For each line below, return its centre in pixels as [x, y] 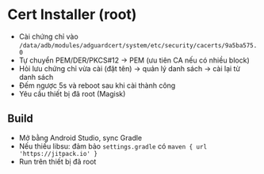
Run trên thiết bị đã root [57, 161]
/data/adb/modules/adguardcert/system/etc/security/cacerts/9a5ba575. [138, 45]
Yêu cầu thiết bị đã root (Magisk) [72, 93]
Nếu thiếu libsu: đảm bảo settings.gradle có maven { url [113, 146]
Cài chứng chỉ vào [48, 36]
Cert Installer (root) [72, 15]
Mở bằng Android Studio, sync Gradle [80, 138]
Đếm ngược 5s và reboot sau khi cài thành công [97, 85]
